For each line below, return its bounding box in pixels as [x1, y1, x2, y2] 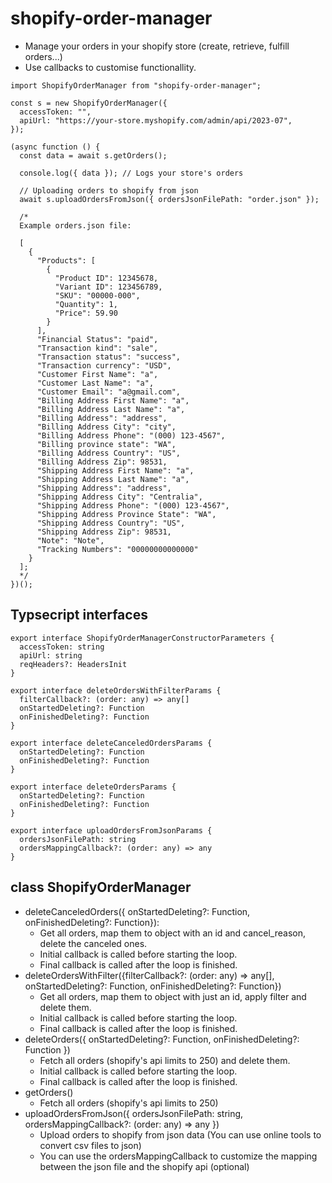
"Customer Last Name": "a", [36, 378, 155, 388]
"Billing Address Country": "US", [36, 448, 182, 458]
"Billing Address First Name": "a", [36, 395, 190, 406]
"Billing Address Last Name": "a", [36, 404, 186, 414]
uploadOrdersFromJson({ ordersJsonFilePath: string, [24, 1107, 244, 1119]
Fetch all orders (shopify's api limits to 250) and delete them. [39, 1054, 291, 1066]
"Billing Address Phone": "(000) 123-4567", [36, 430, 226, 441]
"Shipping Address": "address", [36, 483, 172, 493]
